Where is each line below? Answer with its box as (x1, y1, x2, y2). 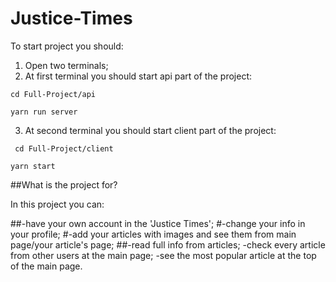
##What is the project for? (10, 178, 118, 191)
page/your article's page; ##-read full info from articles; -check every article (10, 238, 326, 251)
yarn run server (10, 107, 78, 117)
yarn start (10, 161, 56, 171)
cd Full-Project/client (14, 143, 114, 154)
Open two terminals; (24, 59, 109, 71)
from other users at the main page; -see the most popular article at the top (10, 249, 317, 261)
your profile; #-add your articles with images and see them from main (10, 228, 297, 240)
